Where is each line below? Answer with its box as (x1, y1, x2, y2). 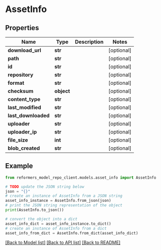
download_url (8, 47, 41, 54)
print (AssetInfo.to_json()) (5, 207, 64, 213)
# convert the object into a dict (5, 216, 78, 221)
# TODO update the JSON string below (5, 184, 85, 189)
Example (5, 162, 33, 170)
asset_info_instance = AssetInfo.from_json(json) (5, 198, 112, 203)
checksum (8, 88, 34, 94)
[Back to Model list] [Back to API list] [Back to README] (5, 239, 121, 245)
